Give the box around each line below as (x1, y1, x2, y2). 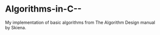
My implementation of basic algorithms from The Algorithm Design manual (5, 19, 156, 25)
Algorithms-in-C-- (5, 3, 82, 15)
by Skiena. (5, 24, 26, 30)
